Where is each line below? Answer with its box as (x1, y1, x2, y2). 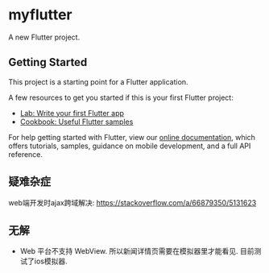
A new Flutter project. (8, 32, 81, 42)
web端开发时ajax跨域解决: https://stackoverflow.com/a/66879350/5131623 (8, 197, 257, 207)
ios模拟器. (34, 256, 68, 267)
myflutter (8, 6, 72, 24)
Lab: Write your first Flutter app (19, 108, 125, 118)
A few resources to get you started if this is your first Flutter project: (8, 93, 234, 102)
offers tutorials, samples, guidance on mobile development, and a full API (8, 141, 251, 151)
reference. (8, 149, 43, 159)
